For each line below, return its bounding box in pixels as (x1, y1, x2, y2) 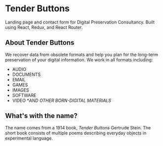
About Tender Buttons (5, 39, 75, 47)
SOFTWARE (12, 92, 36, 98)
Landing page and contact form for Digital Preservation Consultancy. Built (5, 19, 155, 25)
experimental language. (5, 135, 53, 141)
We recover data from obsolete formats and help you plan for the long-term (5, 51, 159, 57)
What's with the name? (5, 112, 78, 120)
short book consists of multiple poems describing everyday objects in (5, 130, 147, 136)
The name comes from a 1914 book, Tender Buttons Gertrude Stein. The (5, 124, 151, 130)
